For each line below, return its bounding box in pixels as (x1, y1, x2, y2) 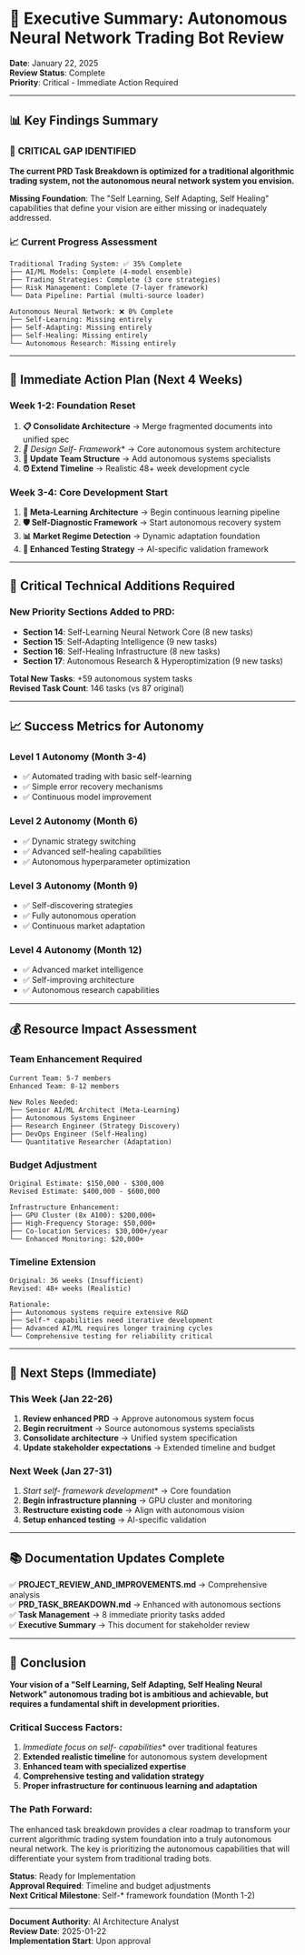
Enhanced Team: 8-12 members (9, 1081, 120, 1090)
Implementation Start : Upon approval (9, 1935, 152, 1946)
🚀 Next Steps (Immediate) (9, 1365, 157, 1380)
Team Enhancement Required (9, 1053, 143, 1066)
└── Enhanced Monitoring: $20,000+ (9, 1235, 144, 1244)
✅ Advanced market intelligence (22, 964, 143, 976)
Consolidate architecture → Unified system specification (22, 1432, 238, 1444)
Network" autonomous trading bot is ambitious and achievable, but (9, 1689, 270, 1699)
